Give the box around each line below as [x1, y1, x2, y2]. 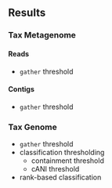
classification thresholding [19, 148, 105, 157]
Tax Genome [8, 121, 57, 132]
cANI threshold [31, 164, 80, 174]
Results [8, 6, 46, 20]
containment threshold [31, 156, 104, 165]
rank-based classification [19, 172, 102, 183]
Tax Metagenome [8, 30, 77, 41]
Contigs [8, 85, 35, 94]
